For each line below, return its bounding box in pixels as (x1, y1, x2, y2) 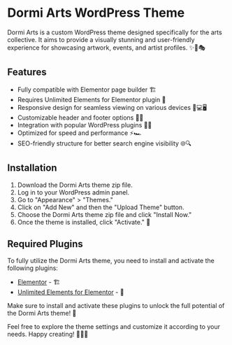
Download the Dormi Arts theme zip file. (17, 181, 133, 189)
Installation (7, 162, 57, 174)
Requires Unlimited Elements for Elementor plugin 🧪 (17, 95, 166, 104)
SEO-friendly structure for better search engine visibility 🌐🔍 (17, 139, 192, 148)
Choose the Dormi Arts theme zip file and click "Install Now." (17, 210, 192, 218)
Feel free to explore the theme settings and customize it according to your (7, 323, 220, 331)
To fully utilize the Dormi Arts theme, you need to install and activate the (7, 257, 215, 265)
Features (7, 66, 47, 78)
